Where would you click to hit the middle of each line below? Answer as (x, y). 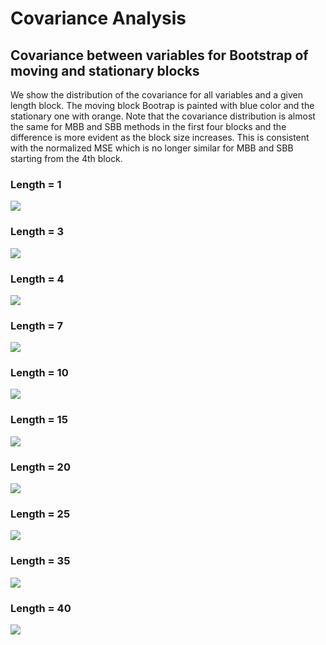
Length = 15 (39, 420)
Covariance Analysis (98, 18)
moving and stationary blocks (105, 70)
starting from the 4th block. (66, 158)
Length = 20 (40, 467)
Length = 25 (40, 514)
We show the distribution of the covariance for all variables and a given (156, 95)
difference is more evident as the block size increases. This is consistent (160, 137)
